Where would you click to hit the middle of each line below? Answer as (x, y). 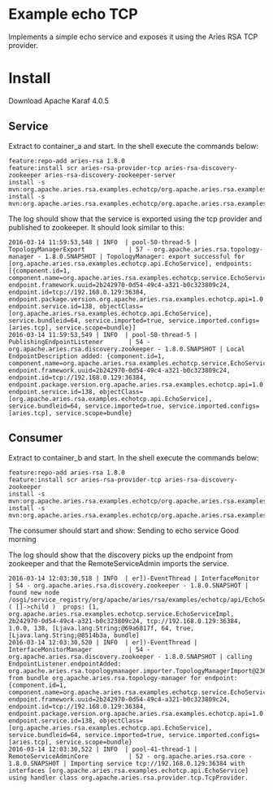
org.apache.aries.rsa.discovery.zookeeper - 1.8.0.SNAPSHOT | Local (127, 349)
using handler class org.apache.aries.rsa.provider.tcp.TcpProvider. (129, 778)
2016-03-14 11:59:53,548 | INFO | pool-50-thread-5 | (103, 242)
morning (22, 539)
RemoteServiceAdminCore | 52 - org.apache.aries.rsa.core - (130, 756)
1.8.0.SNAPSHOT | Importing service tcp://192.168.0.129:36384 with (127, 763)
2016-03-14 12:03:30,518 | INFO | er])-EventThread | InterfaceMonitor (134, 578)
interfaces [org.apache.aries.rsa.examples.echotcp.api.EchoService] (129, 770)
